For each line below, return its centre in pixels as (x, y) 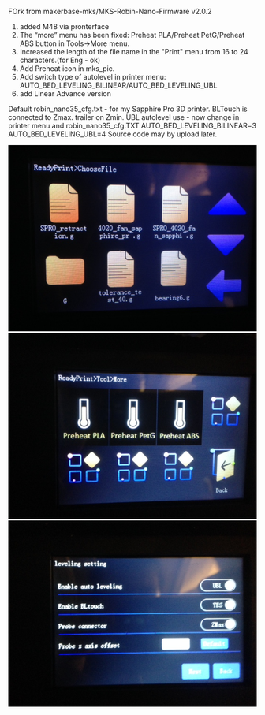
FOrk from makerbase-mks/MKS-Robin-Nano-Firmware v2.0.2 (110, 11)
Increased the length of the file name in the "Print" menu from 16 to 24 (134, 52)
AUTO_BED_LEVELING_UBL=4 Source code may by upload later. (113, 134)
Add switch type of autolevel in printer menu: (93, 77)
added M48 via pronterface (64, 26)
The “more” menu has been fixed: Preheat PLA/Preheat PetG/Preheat (132, 35)
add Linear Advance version (65, 93)
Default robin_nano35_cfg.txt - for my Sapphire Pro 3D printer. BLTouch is (128, 109)
